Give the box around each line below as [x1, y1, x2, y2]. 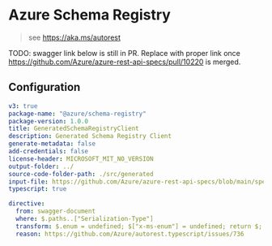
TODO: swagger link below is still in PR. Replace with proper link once [8, 48, 240, 58]
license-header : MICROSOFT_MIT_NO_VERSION [8, 154, 154, 163]
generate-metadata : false [8, 140, 96, 148]
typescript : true [8, 185, 67, 193]
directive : [8, 200, 45, 208]
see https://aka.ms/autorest [28, 32, 121, 42]
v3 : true [8, 101, 38, 110]
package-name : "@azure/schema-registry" [8, 110, 147, 118]
